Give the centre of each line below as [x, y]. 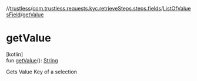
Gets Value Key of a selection [42, 72]
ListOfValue [177, 8]
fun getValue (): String [32, 60]
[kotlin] [15, 54]
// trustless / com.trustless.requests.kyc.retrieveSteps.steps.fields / [85, 8]
